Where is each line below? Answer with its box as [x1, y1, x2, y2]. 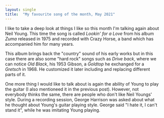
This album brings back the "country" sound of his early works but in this [5, 50, 153, 57]
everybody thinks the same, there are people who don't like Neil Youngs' [5, 91, 152, 97]
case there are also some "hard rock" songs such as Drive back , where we [5, 56, 157, 61]
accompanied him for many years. [5, 41, 75, 47]
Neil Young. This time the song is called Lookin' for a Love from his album [5, 30, 154, 36]
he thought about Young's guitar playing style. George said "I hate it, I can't [5, 102, 158, 108]
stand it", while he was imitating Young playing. [5, 107, 101, 113]
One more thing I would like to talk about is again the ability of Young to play [5, 81, 159, 87]
